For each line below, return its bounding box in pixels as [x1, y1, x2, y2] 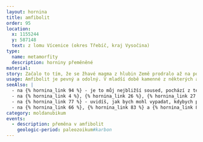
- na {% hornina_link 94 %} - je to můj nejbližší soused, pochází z [11, 88, 190, 94]
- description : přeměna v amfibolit [11, 121, 104, 127]
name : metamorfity [11, 54, 59, 60]
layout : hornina [6, 8, 47, 15]
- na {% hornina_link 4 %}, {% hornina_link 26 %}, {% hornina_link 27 [11, 93, 196, 99]
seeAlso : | [6, 82, 34, 88]
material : [6, 65, 31, 71]
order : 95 [6, 20, 31, 26]
